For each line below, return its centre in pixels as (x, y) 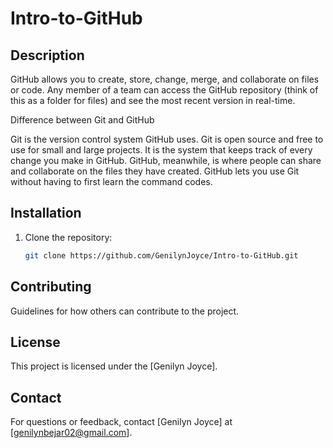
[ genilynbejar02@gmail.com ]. (71, 433)
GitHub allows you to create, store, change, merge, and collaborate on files (165, 79)
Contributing (51, 287)
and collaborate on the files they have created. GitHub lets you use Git (155, 171)
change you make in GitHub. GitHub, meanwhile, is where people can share (166, 160)
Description (47, 55)
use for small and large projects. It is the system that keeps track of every (161, 150)
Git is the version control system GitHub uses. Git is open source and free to (167, 139)
